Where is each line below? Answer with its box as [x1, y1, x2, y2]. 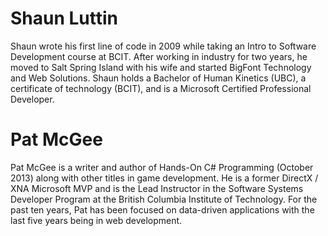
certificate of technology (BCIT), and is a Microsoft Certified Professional [10, 82, 312, 94]
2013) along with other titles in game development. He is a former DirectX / [10, 172, 319, 184]
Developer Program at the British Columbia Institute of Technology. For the [10, 193, 318, 205]
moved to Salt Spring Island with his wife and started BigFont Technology [10, 61, 312, 73]
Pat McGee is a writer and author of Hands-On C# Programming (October [10, 161, 314, 173]
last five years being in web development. [10, 214, 183, 226]
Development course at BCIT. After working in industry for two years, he [10, 50, 308, 62]
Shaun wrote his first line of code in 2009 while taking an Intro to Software [10, 40, 317, 52]
